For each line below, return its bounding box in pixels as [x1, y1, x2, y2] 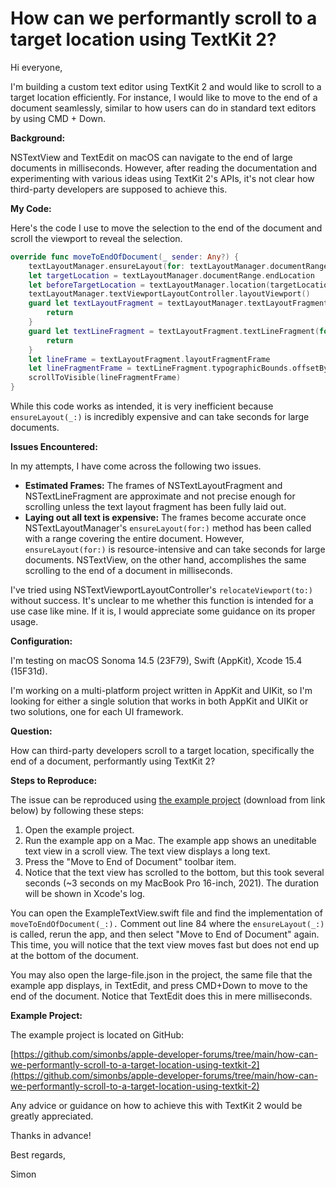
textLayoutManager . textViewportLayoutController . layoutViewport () [28, 289, 311, 299]
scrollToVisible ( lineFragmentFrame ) [28, 373, 182, 383]
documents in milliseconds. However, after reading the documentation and [10, 162, 318, 174]
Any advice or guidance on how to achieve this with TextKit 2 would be [10, 1100, 303, 1112]
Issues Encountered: [10, 441, 98, 453]
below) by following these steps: [10, 805, 145, 817]
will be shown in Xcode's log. [24, 888, 146, 900]
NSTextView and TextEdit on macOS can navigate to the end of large [10, 151, 293, 163]
